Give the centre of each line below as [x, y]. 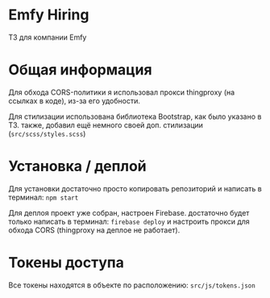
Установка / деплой [77, 166]
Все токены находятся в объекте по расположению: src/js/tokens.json [132, 285]
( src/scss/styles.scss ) [47, 133]
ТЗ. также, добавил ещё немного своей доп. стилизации [106, 125]
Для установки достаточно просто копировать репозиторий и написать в [135, 188]
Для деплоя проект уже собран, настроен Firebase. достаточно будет [129, 212]
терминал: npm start [44, 197]
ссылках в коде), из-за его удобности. [75, 101]
